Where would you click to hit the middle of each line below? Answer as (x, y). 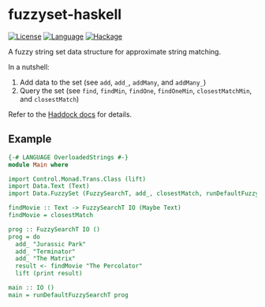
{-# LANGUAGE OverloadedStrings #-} (68, 157)
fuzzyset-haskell (65, 15)
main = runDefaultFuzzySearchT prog (68, 295)
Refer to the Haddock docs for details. (70, 114)
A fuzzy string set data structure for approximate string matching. (115, 51)
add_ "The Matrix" (46, 259)
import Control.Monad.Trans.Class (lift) (77, 179)
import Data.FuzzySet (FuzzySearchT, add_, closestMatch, (105, 194)
